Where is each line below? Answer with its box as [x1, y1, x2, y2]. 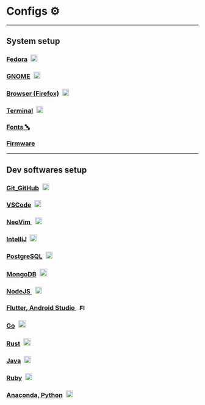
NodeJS [6, 287, 31, 296]
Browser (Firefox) [6, 90, 59, 98]
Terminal [6, 107, 34, 115]
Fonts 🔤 [6, 123, 30, 131]
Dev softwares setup [6, 165, 87, 175]
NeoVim [6, 218, 31, 226]
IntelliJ [6, 235, 27, 243]
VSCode [6, 201, 32, 209]
